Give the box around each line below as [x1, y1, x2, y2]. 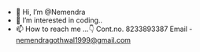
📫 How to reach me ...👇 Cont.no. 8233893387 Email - [15, 24, 193, 33]
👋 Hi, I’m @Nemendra [15, 8, 86, 16]
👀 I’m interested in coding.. [15, 16, 103, 25]
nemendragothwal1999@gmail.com [15, 36, 131, 44]
